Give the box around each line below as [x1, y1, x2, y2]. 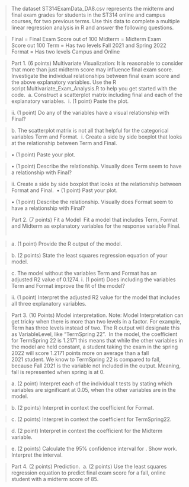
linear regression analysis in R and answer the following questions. [11, 24, 174, 31]
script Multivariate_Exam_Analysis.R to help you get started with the [11, 85, 177, 92]
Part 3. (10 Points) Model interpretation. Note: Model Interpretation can [11, 312, 184, 319]
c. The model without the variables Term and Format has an [11, 270, 157, 277]
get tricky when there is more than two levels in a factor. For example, [11, 318, 182, 325]
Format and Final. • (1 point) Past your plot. [11, 187, 118, 194]
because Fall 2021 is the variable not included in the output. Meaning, [11, 362, 181, 369]
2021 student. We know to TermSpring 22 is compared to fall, [11, 356, 161, 363]
